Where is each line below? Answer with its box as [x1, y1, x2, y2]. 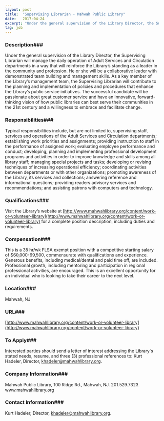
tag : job [5, 25, 23, 30]
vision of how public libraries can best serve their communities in [22, 99, 153, 105]
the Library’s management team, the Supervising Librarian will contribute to [5, 79, 157, 84]
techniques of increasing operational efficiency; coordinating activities [5, 164, 147, 170]
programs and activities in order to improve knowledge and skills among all [5, 153, 156, 159]
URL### [5, 308, 25, 315]
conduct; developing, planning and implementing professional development [5, 148, 157, 154]
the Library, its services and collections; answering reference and [5, 174, 137, 180]
